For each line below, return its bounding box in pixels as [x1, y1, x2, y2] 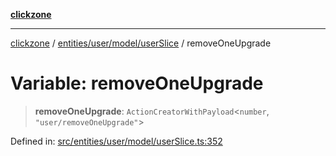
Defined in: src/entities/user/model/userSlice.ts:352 [10, 135, 223, 147]
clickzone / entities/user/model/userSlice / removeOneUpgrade [10, 37, 272, 49]
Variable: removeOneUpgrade [10, 72, 264, 95]
